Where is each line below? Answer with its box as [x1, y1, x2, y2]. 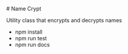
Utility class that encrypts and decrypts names [6, 17, 123, 23]
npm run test [14, 35, 47, 41]
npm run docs [14, 41, 50, 48]
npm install [14, 28, 43, 35]
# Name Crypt [6, 5, 42, 12]
